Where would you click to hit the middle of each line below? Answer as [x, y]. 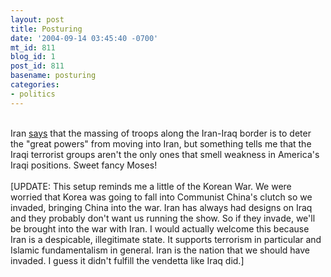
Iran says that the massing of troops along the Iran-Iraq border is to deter [161, 133]
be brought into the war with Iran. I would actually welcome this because [160, 228]
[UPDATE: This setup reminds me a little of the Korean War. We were [151, 186]
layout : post [37, 19]
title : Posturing [46, 29]
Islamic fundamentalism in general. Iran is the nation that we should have [160, 250]
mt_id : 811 [33, 47]
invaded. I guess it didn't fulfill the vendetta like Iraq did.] [127, 260]
